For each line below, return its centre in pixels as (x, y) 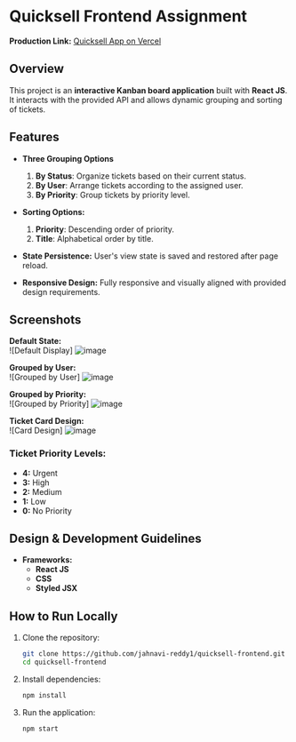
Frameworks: (47, 560)
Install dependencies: (61, 679)
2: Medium (42, 491)
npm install (44, 696)
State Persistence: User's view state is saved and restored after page (150, 256)
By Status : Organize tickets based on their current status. (141, 176)
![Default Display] (41, 351)
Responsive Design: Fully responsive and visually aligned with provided (154, 283)
